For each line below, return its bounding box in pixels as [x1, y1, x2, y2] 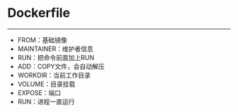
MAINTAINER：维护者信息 [17, 44, 93, 53]
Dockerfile [7, 5, 71, 21]
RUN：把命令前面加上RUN [17, 53, 94, 61]
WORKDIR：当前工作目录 [17, 70, 91, 79]
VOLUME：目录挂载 [17, 80, 76, 88]
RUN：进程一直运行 [17, 97, 75, 106]
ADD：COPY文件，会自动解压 [17, 62, 105, 70]
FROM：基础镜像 [17, 35, 67, 44]
